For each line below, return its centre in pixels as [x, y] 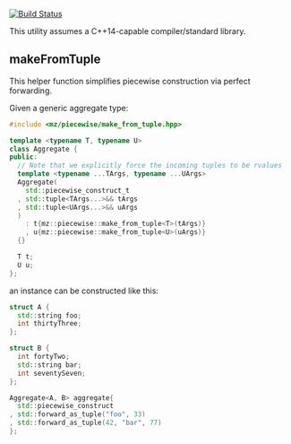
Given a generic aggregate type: [69, 108]
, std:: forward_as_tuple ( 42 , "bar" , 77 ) [86, 423]
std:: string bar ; [50, 365]
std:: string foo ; [50, 315]
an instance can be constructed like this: [84, 291]
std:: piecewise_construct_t [77, 190]
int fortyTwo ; [43, 357]
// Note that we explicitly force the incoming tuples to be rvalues [150, 166]
